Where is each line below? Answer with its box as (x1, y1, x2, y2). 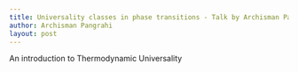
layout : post (9, 29, 58, 38)
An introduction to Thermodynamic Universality (9, 54, 183, 64)
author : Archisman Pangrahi (9, 21, 114, 30)
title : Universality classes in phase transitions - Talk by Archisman (9, 12, 279, 22)
